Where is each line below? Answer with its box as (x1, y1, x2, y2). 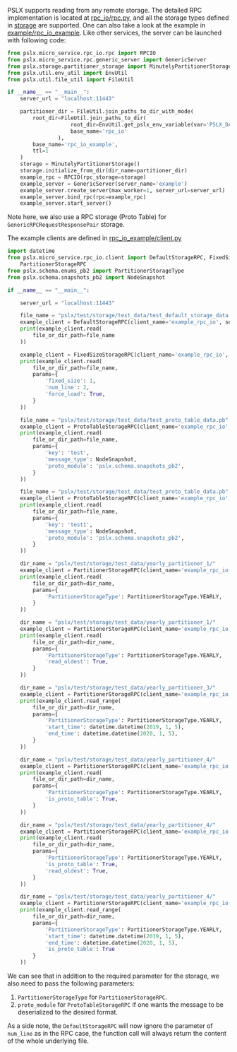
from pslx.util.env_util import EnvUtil (7, 69, 128, 76)
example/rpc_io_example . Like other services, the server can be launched (7, 28, 222, 37)
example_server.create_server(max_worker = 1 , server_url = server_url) (20, 187, 226, 194)
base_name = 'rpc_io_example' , (32, 141, 119, 148)
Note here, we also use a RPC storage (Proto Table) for (7, 213, 167, 221)
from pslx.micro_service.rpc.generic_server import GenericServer (7, 56, 207, 63)
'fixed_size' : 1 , (44, 377, 97, 384)
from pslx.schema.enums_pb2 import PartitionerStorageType (7, 267, 185, 274)
